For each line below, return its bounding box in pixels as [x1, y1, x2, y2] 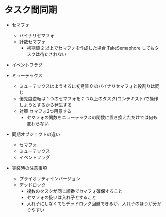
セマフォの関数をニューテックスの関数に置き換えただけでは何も [26, 114, 158, 120]
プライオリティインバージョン [19, 175, 81, 181]
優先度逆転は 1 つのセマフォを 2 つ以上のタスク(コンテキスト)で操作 [19, 95, 159, 101]
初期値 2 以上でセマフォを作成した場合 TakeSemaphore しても [26, 45, 155, 51]
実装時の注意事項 [11, 165, 47, 171]
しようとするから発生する [19, 102, 72, 108]
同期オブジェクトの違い [11, 131, 60, 137]
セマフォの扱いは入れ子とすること [26, 194, 96, 200]
